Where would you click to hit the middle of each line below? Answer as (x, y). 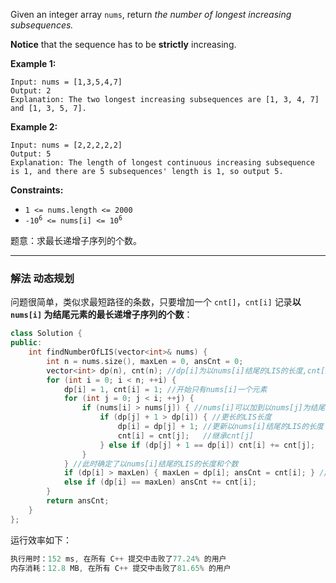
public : (26, 343)
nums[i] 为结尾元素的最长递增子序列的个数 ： (101, 315)
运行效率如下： (41, 540)
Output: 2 (31, 91)
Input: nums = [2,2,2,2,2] (66, 145)
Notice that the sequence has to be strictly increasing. (123, 44)
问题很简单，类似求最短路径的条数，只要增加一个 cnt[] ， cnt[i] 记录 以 (156, 302)
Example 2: (34, 127)
